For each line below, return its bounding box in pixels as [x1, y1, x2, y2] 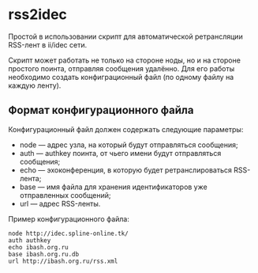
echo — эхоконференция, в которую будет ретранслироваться [19, 165, 233, 175]
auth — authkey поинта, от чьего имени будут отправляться [19, 148, 222, 157]
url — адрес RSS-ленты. [19, 199, 101, 208]
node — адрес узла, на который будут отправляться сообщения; [19, 140, 238, 150]
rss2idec [8, 6, 67, 24]
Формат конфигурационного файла [8, 104, 194, 117]
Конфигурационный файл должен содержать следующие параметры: [8, 124, 244, 134]
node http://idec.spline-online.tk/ [8, 229, 129, 237]
